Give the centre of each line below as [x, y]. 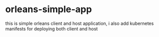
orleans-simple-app [49, 9]
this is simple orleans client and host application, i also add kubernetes [79, 23]
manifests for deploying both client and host [51, 28]
